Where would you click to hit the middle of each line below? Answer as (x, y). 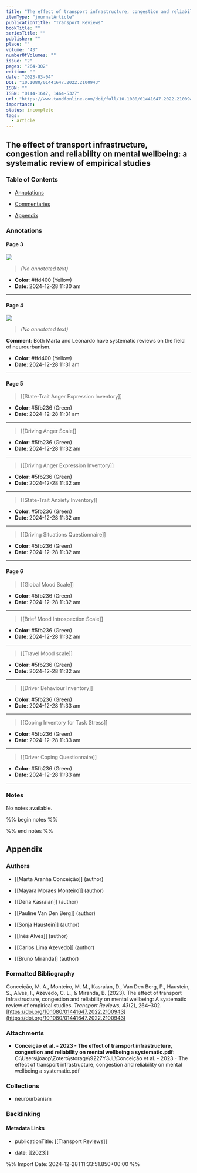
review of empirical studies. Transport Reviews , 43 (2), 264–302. (84, 1005)
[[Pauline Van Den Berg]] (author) (55, 913)
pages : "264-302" (27, 66)
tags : (13, 115)
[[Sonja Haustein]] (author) (47, 924)
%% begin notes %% (32, 819)
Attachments (25, 1033)
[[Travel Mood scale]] (47, 653)
